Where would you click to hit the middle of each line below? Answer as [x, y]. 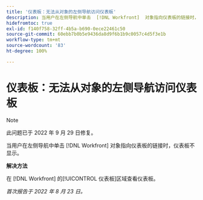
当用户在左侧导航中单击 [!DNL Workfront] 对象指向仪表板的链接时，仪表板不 [101, 145]
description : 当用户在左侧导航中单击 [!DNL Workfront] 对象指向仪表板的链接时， [103, 17]
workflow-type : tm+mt [34, 40]
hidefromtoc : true [29, 23]
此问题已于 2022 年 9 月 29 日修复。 [51, 133]
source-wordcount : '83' [36, 46]
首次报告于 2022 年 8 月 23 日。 [46, 191]
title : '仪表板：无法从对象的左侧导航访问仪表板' [61, 12]
